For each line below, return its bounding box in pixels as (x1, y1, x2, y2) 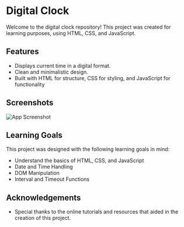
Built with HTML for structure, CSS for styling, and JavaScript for (14, 74, 171, 81)
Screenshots (6, 98, 54, 108)
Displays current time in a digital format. (14, 62, 111, 69)
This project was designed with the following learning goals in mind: (6, 146, 170, 153)
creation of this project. (14, 215, 71, 222)
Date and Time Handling (14, 163, 73, 170)
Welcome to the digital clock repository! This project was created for (6, 23, 171, 30)
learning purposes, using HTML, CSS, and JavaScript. (6, 29, 136, 36)
